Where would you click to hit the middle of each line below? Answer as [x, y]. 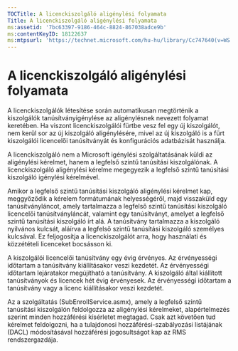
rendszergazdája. [33, 340]
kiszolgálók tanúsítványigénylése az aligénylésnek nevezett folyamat [108, 118]
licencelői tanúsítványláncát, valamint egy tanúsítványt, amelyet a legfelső [116, 214]
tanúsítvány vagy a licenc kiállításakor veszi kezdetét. [86, 288]
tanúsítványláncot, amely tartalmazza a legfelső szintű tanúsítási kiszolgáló [117, 206]
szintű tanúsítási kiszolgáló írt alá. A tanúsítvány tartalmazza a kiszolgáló [114, 221]
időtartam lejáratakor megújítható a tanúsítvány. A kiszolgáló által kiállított [115, 273]
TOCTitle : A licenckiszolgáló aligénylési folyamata [87, 14]
